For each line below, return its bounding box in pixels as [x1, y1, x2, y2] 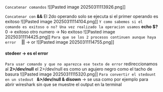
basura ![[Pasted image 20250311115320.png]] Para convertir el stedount [5, 71, 156, 77]
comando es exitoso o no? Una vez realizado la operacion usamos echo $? [5, 24, 158, 30]
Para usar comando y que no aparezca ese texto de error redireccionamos [5, 61, 158, 67]
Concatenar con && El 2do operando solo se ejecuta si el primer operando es [5, 14, 159, 19]
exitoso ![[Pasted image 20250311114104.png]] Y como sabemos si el [5, 19, 143, 24]
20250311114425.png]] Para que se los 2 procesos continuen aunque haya [5, 34, 157, 40]
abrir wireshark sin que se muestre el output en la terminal [5, 82, 122, 88]
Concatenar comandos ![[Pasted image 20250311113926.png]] [5, 4, 126, 10]
